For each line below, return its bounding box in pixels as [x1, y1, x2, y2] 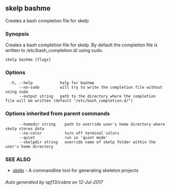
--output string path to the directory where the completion [18, 94, 156, 99]
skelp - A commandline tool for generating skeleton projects [12, 168, 139, 173]
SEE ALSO [5, 155, 31, 162]
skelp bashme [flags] [5, 57, 51, 63]
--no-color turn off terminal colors [18, 130, 120, 135]
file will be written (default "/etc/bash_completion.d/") [5, 98, 133, 103]
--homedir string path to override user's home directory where [18, 122, 165, 127]
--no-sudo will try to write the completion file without [18, 85, 163, 90]
